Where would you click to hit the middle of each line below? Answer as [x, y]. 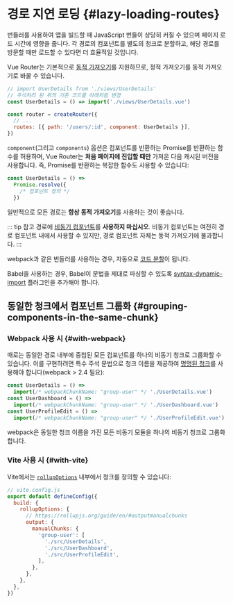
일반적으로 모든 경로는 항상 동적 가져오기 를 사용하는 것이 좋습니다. [96, 212]
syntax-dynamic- [198, 273]
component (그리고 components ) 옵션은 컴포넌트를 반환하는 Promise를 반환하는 [112, 148]
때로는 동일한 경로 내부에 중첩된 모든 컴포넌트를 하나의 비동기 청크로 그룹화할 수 [114, 355]
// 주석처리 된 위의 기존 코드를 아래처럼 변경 [64, 95]
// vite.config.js [34, 490]
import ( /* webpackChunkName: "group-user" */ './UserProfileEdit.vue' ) [119, 418]
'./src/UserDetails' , [76, 542]
